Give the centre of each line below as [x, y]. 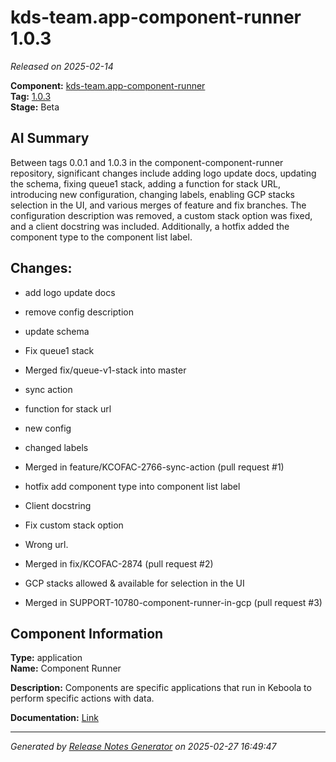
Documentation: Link [54, 718]
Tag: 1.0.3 [31, 96]
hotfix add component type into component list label [132, 486]
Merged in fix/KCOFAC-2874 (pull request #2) [119, 563]
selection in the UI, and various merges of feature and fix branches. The [158, 205]
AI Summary [50, 138]
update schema [57, 331]
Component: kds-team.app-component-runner [108, 85]
